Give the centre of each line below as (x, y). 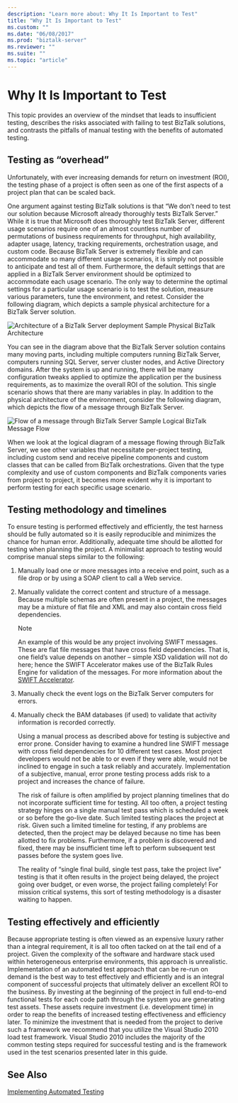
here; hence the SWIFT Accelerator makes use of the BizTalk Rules (115, 665)
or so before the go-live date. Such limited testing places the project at (121, 818)
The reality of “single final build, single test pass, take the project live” (119, 869)
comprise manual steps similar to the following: (76, 557)
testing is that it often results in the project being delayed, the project (118, 877)
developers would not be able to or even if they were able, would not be (123, 759)
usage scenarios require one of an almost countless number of (99, 229)
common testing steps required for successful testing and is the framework (117, 1045)
